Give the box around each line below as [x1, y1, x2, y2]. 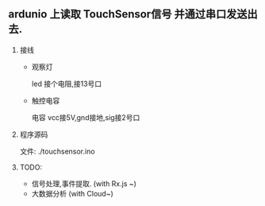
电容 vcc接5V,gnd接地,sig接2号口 [31, 112, 140, 122]
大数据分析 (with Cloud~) [31, 189, 113, 198]
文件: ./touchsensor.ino [19, 146, 95, 156]
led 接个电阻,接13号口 [31, 79, 102, 88]
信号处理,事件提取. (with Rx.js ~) [31, 178, 137, 189]
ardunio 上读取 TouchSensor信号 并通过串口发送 [8, 7, 248, 21]
